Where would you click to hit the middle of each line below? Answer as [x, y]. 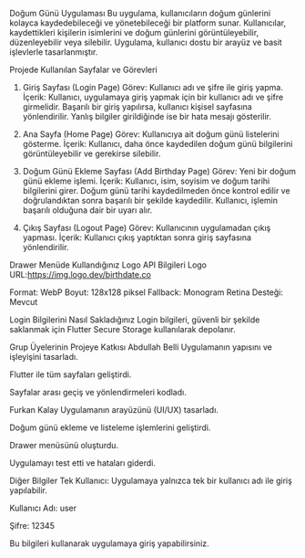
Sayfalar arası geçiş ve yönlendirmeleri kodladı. [98, 392]
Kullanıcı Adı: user [43, 508]
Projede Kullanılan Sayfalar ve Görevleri [83, 69]
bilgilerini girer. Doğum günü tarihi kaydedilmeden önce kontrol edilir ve [156, 190]
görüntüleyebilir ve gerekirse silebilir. [91, 153]
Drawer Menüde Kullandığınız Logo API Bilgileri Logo [108, 265]
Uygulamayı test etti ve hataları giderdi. [83, 463]
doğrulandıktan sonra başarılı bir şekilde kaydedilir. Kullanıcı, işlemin [150, 200]
